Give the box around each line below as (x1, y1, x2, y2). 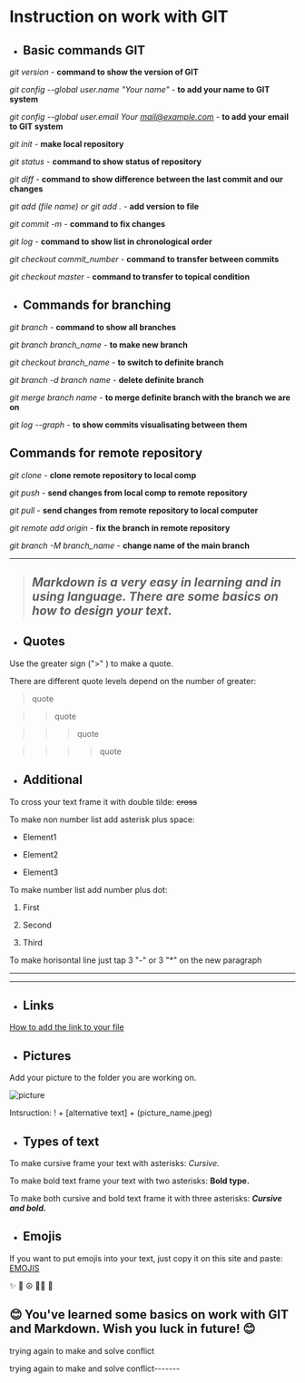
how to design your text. (31, 603, 172, 619)
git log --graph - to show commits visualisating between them (9, 419, 248, 430)
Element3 (22, 867, 59, 878)
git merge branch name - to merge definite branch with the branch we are (9, 392, 290, 403)
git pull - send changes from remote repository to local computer (9, 505, 259, 515)
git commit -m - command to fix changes (9, 219, 166, 229)
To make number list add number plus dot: (9, 884, 168, 895)
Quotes (22, 633, 65, 650)
